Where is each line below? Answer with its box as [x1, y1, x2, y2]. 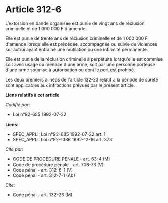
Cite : [5, 182, 15, 188]
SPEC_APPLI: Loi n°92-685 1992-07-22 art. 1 [12, 131, 106, 137]
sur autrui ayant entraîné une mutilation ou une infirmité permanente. [5, 46, 148, 52]
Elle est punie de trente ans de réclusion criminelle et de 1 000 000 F [5, 35, 148, 42]
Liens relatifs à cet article [5, 92, 60, 98]
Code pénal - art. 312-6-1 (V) [12, 167, 73, 173]
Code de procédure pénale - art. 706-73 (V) [12, 161, 104, 168]
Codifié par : [5, 101, 30, 107]
